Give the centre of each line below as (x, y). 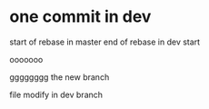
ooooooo (26, 59)
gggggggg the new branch (60, 77)
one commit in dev (80, 17)
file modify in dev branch (56, 94)
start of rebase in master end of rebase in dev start (105, 42)
